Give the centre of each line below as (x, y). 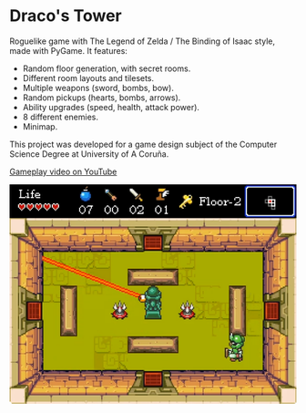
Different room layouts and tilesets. (88, 77)
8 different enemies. (60, 117)
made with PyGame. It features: (68, 50)
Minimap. (40, 126)
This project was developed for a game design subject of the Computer (143, 144)
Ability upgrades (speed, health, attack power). (111, 107)
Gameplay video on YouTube (63, 171)
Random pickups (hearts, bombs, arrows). (102, 98)
